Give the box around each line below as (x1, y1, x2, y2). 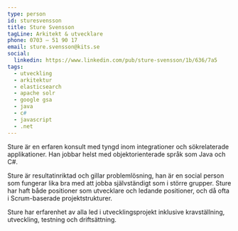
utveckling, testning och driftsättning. (7, 215, 117, 224)
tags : (7, 63, 23, 70)
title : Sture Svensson (7, 23, 75, 31)
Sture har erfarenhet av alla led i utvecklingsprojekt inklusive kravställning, (7, 208, 225, 216)
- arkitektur (13, 76, 53, 84)
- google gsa (13, 97, 53, 104)
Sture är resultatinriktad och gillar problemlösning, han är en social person (7, 171, 225, 180)
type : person (7, 10, 46, 18)
